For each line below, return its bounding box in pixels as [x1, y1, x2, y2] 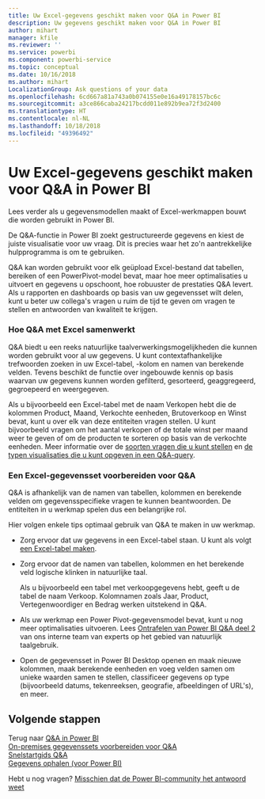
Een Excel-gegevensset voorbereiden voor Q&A [8, 470, 196, 481]
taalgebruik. [19, 641, 59, 650]
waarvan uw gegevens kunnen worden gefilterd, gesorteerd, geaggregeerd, [8, 375, 256, 385]
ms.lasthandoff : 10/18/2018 [8, 122, 101, 130]
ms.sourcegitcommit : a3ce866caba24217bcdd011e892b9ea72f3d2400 [8, 100, 221, 108]
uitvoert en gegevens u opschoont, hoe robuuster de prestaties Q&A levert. [8, 279, 253, 289]
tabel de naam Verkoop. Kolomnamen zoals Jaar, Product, [19, 592, 210, 601]
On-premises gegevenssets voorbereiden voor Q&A [8, 741, 177, 751]
